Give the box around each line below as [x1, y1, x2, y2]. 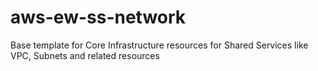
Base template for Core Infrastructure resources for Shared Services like [10, 39, 309, 51]
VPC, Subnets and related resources [10, 49, 160, 61]
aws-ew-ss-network [10, 6, 187, 29]
